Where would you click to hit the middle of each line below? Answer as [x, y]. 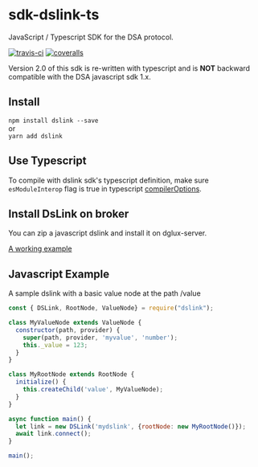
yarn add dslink [35, 136]
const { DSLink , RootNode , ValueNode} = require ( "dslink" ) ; [111, 308]
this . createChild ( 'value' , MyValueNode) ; [93, 390]
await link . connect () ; [53, 434]
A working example [40, 249]
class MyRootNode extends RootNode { [72, 375]
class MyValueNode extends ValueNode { [75, 323]
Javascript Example [59, 274]
